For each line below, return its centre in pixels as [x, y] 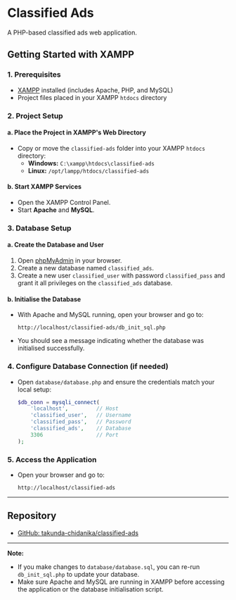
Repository [32, 516]
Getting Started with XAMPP [71, 55]
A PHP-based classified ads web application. [72, 32]
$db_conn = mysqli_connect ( [58, 402]
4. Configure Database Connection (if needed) [88, 366]
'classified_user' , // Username [81, 415]
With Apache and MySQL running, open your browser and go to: [110, 315]
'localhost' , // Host [74, 409]
